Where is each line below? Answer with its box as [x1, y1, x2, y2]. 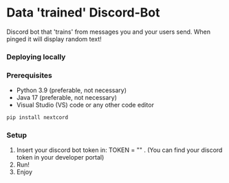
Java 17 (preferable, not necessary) [16, 94, 118, 102]
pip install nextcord [6, 114, 69, 121]
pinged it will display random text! [6, 34, 102, 43]
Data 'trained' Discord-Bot [6, 5, 160, 21]
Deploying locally [6, 52, 66, 61]
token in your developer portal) [16, 153, 105, 162]
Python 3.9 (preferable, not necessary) [16, 86, 127, 94]
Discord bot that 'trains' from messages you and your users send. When [6, 28, 211, 36]
